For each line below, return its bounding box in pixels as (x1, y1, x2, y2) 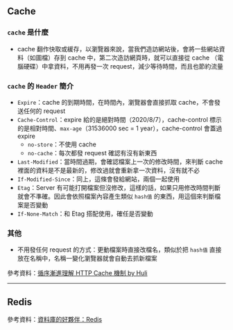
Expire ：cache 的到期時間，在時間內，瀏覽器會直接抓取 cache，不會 (17, 98, 215, 106)
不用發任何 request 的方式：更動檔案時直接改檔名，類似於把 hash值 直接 (17, 245, 222, 254)
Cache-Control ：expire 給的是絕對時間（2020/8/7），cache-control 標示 (17, 115, 222, 123)
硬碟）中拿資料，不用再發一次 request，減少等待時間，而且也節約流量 (23, 62, 223, 70)
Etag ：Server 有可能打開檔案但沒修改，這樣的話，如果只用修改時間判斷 (17, 183, 221, 191)
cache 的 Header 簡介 (7, 81, 74, 91)
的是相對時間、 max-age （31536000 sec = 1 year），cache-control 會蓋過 (17, 124, 223, 132)
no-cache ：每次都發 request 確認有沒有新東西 (27, 148, 157, 157)
